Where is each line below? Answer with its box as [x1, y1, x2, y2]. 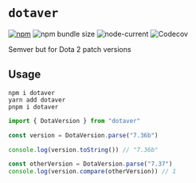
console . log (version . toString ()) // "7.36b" [8, 145, 159, 153]
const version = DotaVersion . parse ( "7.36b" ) [8, 131, 159, 139]
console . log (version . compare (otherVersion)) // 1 [8, 168, 177, 176]
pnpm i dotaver [8, 102, 59, 111]
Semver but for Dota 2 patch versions [8, 44, 131, 54]
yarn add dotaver [8, 96, 66, 104]
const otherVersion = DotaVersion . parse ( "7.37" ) [8, 160, 173, 169]
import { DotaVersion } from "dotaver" [8, 117, 141, 125]
